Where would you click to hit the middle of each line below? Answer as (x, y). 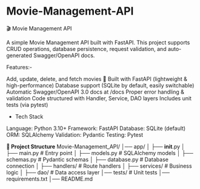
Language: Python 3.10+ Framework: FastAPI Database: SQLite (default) (96, 128)
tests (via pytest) (27, 105)
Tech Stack (29, 116)
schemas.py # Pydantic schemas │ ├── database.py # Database (87, 159)
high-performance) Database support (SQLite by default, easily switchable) (100, 85)
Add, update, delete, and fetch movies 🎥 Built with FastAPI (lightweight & (97, 79)
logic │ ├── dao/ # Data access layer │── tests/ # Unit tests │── (88, 172)
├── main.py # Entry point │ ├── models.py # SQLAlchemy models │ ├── (100, 153)
